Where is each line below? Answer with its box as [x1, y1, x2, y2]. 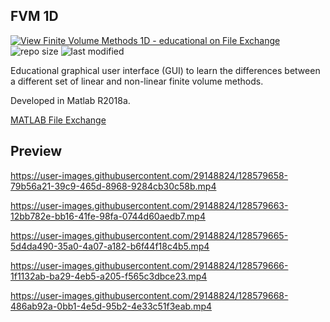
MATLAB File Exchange [10, 114, 107, 126]
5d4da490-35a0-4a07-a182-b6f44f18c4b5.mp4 [10, 240, 210, 252]
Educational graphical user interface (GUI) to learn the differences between [10, 64, 321, 76]
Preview [10, 143, 63, 160]
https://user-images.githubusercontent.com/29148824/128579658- [10, 169, 289, 181]
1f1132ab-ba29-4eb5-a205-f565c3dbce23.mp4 [10, 270, 208, 282]
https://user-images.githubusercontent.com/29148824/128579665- [10, 229, 289, 241]
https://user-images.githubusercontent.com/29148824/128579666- [10, 259, 289, 271]
